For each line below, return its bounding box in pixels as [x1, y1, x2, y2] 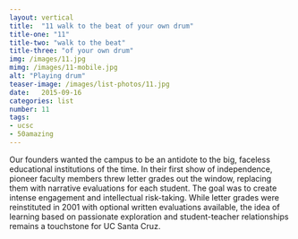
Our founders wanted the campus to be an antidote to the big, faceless [9, 154, 271, 165]
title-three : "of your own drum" [9, 47, 134, 55]
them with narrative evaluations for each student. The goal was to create [9, 183, 277, 193]
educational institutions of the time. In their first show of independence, [9, 163, 273, 175]
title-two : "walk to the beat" [9, 38, 126, 47]
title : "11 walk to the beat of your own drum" [9, 21, 194, 30]
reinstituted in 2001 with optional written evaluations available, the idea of [9, 201, 280, 212]
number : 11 [9, 105, 50, 114]
